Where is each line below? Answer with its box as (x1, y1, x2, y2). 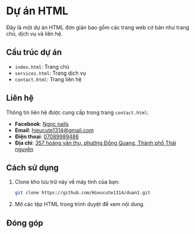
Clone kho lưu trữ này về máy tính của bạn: (14, 178, 120, 185)
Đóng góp (6, 218, 43, 228)
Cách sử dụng (6, 162, 59, 173)
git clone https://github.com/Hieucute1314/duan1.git (14, 190, 151, 196)
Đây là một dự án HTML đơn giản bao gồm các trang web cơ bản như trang (6, 24, 190, 31)
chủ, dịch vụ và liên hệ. (6, 30, 63, 37)
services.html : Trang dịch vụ (14, 69, 87, 77)
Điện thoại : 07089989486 (14, 132, 79, 140)
